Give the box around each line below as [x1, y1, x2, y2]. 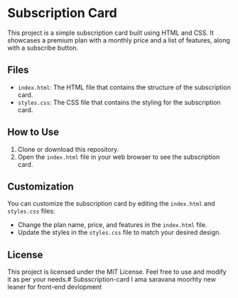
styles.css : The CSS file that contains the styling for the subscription [17, 98, 222, 106]
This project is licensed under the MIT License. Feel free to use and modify [7, 267, 227, 276]
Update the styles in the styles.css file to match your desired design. [17, 228, 222, 237]
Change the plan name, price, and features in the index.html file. [17, 221, 207, 229]
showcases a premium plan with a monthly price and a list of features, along [7, 35, 231, 44]
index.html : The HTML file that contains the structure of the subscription [17, 83, 231, 92]
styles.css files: [7, 207, 55, 216]
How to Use [7, 126, 60, 138]
